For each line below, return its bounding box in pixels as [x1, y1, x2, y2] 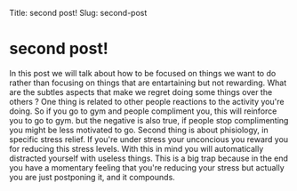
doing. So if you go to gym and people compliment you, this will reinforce [9, 106, 277, 116]
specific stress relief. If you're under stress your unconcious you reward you [9, 133, 289, 145]
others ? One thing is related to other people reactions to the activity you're [9, 96, 285, 107]
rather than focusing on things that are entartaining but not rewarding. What [9, 77, 287, 88]
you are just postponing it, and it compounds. [9, 171, 175, 182]
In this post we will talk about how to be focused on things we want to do [9, 68, 277, 78]
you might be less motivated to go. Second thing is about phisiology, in [9, 124, 269, 135]
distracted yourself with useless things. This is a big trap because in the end [9, 153, 289, 163]
